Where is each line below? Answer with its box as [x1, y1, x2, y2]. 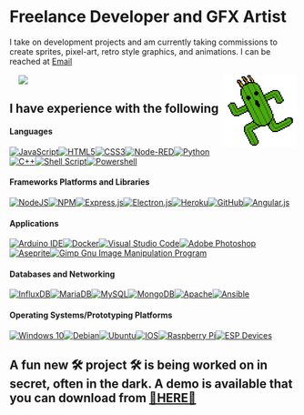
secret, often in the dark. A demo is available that [9, 376, 293, 391]
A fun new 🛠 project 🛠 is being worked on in [9, 357, 269, 372]
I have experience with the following [9, 100, 219, 116]
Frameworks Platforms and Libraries [9, 177, 150, 187]
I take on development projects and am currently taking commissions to [9, 36, 278, 47]
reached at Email [9, 56, 73, 66]
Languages [9, 126, 53, 137]
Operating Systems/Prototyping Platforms [9, 309, 173, 320]
